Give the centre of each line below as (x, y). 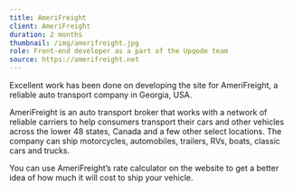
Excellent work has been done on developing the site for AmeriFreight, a (144, 85)
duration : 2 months (46, 34)
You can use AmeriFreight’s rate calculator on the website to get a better (144, 168)
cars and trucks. (40, 151)
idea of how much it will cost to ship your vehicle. (101, 178)
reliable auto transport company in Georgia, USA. (101, 95)
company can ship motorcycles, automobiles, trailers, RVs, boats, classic (145, 141)
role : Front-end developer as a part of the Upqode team (119, 51)
